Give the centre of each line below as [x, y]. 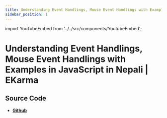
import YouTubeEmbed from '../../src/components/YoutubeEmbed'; [74, 28]
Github [20, 110]
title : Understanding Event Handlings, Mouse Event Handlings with [77, 10]
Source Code [26, 98]
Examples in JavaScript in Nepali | [77, 69]
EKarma [22, 80]
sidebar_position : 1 [27, 14]
